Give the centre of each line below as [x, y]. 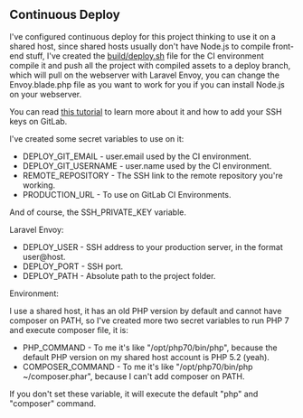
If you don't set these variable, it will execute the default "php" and [134, 394]
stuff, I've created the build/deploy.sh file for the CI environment [145, 56]
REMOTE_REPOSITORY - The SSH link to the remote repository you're [152, 175]
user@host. [44, 256]
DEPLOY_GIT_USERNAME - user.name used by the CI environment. [147, 165]
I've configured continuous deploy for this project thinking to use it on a [142, 36]
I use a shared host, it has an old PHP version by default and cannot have [146, 311]
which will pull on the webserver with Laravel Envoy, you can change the [145, 75]
